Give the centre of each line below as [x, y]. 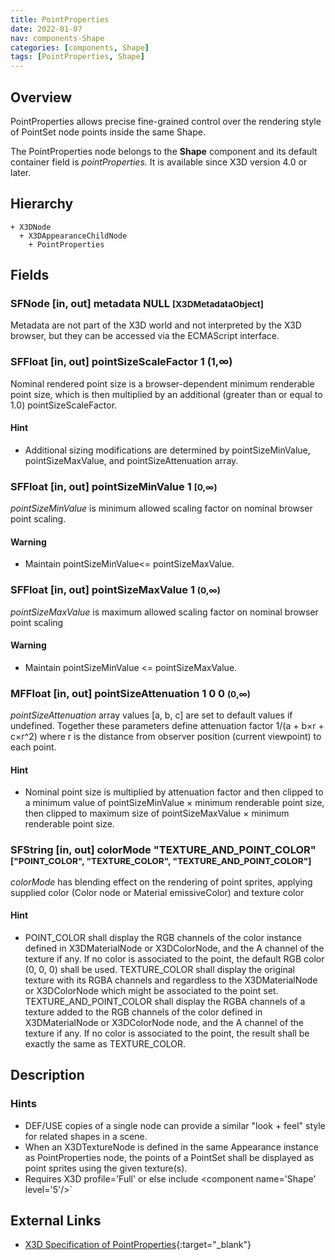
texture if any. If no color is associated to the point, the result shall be [167, 1033]
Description [47, 1075]
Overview [41, 97]
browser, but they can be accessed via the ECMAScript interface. [145, 336]
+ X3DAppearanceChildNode [73, 236]
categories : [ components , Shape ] [80, 47]
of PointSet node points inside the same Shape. [108, 132]
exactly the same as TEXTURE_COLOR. [105, 1043]
